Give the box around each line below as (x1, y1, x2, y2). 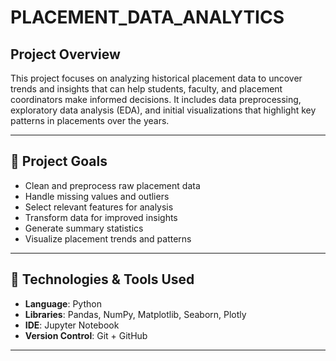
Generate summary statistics (24, 222, 144, 234)
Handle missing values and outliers (24, 190, 170, 202)
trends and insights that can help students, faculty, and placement (10, 83, 283, 95)
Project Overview (10, 46, 121, 63)
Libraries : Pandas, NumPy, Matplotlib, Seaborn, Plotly (24, 308, 247, 320)
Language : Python (24, 297, 102, 310)
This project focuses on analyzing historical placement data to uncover (10, 72, 303, 84)
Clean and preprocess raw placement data (24, 179, 201, 191)
